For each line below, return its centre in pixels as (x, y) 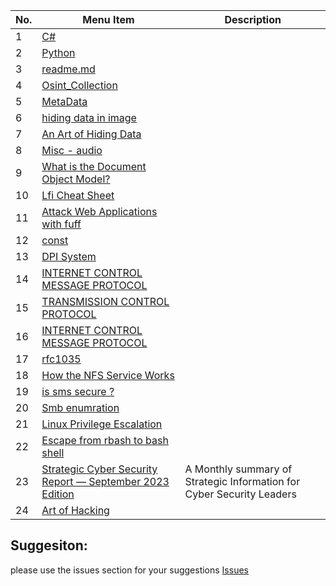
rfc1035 (61, 359)
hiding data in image (89, 117)
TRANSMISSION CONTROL (105, 301)
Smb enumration (80, 407)
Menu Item (108, 19)
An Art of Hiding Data (91, 134)
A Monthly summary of (238, 469)
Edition (58, 494)
